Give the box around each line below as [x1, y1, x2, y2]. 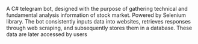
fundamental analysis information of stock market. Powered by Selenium [6, 11, 187, 19]
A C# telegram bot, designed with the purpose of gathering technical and [6, 5, 188, 12]
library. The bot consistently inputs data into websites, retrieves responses [6, 18, 191, 25]
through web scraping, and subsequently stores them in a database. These [6, 24, 193, 31]
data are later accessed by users [6, 31, 88, 38]
